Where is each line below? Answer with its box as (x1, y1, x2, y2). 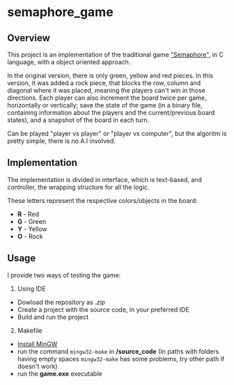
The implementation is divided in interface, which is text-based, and (7, 175, 202, 183)
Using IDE (17, 284, 47, 293)
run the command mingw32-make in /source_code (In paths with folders (17, 347, 219, 356)
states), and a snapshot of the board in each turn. (7, 116, 150, 124)
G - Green (17, 217, 47, 225)
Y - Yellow (17, 225, 47, 233)
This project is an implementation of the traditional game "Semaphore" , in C (7, 50, 224, 59)
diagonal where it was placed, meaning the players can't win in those (7, 86, 205, 94)
